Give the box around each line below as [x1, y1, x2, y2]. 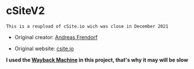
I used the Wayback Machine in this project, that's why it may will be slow [6, 56, 189, 63]
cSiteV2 [6, 4, 45, 18]
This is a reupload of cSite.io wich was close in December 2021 [6, 23, 168, 29]
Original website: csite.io [14, 45, 74, 52]
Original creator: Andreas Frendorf [14, 33, 98, 40]
